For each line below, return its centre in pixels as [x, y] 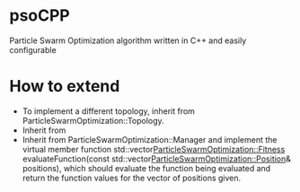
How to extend [65, 87]
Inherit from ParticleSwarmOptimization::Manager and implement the [150, 139]
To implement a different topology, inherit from [109, 111]
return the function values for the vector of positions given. [132, 178]
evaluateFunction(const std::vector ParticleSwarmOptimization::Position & [157, 159]
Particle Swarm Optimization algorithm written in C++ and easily [128, 40]
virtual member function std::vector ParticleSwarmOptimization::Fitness [154, 149]
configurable [33, 49]
